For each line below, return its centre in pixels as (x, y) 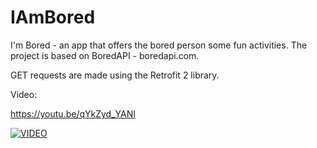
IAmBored (53, 17)
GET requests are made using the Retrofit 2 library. (115, 75)
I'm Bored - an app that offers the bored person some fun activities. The (159, 45)
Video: (24, 94)
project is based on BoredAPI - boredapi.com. (105, 55)
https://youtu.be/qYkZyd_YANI (73, 113)
